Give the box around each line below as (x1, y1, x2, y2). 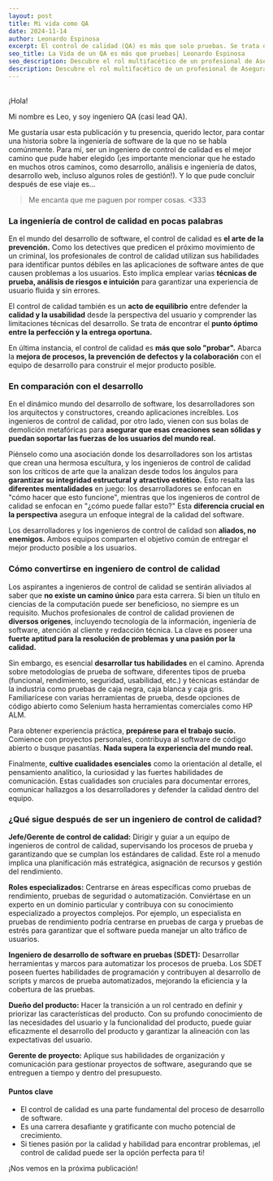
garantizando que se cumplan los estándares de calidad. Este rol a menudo (8, 849, 261, 859)
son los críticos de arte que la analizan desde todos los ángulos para (8, 467, 238, 477)
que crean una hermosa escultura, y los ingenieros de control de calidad (8, 458, 251, 468)
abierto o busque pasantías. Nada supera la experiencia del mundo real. (8, 743, 253, 752)
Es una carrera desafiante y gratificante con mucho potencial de (19, 1122, 236, 1131)
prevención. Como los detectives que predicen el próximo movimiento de (8, 242, 256, 252)
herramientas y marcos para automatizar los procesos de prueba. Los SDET (8, 958, 262, 968)
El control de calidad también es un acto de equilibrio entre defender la (8, 302, 248, 312)
